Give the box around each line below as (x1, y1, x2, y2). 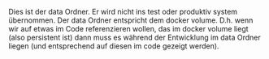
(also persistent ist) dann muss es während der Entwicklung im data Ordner (8, 32, 262, 42)
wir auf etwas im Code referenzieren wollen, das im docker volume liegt (8, 24, 249, 33)
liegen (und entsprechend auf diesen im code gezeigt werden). (8, 41, 219, 51)
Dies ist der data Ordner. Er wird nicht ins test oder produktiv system (8, 7, 238, 16)
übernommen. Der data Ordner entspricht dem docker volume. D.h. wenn (8, 15, 254, 25)
